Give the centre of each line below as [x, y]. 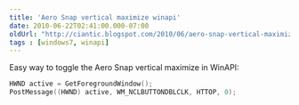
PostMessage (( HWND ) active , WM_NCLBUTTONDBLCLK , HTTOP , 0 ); [123, 93]
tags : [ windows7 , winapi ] [59, 42]
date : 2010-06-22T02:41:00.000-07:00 [79, 26]
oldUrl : [24, 34]
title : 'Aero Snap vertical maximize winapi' [95, 17]
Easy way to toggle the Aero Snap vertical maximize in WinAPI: [124, 68]
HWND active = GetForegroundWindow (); [81, 84]
